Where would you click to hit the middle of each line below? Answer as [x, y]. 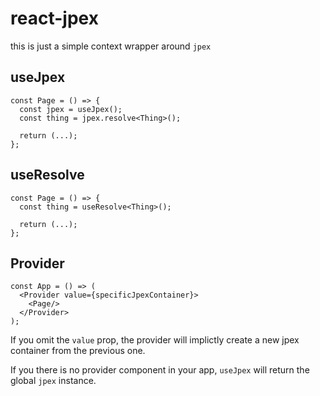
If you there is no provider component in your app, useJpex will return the [160, 370]
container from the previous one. [78, 351]
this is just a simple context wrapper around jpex [111, 46]
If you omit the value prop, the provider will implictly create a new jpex [155, 340]
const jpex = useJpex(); [71, 109]
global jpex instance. [53, 381]
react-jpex [54, 18]
